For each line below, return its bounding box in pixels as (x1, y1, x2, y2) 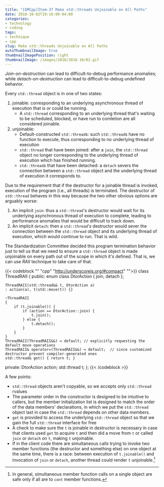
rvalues (12, 389, 28, 394)
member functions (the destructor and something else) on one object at (12, 446, 157, 452)
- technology (5, 21, 32, 26)
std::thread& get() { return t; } (5, 356, 76, 361)
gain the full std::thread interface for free (12, 420, 97, 426)
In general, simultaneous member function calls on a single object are (12, 471, 152, 477)
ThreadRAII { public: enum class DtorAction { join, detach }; (5, 273, 124, 279)
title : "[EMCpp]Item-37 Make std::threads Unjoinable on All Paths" (5, 7, 147, 12)
